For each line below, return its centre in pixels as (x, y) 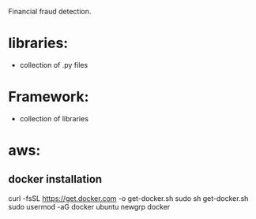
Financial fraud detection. (50, 11)
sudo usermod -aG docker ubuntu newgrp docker (89, 206)
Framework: (49, 97)
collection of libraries (54, 118)
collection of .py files (54, 65)
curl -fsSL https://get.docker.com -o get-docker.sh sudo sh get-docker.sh (128, 198)
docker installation (55, 179)
